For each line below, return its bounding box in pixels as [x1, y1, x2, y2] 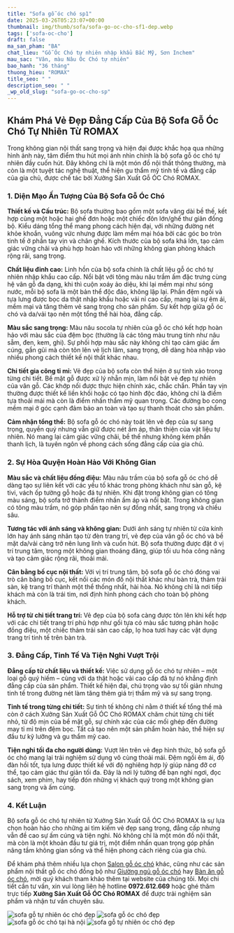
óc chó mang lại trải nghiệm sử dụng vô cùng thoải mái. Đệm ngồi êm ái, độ [7, 753, 225, 761]
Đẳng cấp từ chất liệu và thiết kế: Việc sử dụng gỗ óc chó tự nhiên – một [7, 666, 218, 675]
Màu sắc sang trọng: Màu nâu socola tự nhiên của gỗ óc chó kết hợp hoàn [7, 324, 223, 332]
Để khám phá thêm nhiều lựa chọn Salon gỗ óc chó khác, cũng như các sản [7, 859, 225, 869]
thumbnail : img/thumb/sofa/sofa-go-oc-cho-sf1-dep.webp [7, 23, 173, 30]
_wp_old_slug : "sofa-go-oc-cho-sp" [7, 88, 111, 95]
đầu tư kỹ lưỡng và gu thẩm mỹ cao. [7, 732, 110, 740]
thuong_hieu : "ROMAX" [7, 69, 71, 76]
